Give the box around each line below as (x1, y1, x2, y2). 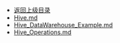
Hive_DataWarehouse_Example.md (13, 21, 113, 29)
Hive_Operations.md (13, 28, 72, 36)
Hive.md (13, 14, 38, 22)
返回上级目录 (13, 6, 50, 14)
